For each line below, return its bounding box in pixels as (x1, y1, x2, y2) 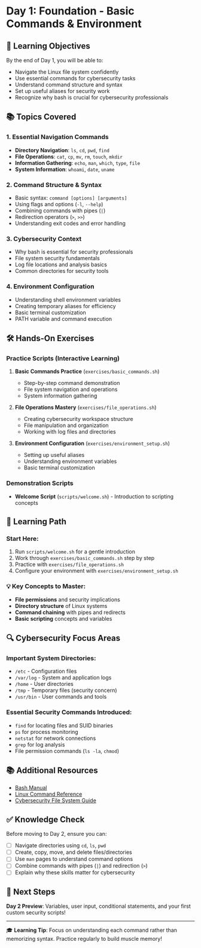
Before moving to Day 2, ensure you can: (6, 830, 107, 838)
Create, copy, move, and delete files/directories (14, 848, 133, 856)
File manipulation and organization (23, 422, 109, 429)
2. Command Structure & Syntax (6, 180, 102, 189)
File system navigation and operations (23, 386, 118, 393)
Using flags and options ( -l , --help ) (14, 200, 103, 207)
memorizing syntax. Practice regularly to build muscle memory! (6, 935, 163, 943)
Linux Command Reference (14, 790, 83, 798)
